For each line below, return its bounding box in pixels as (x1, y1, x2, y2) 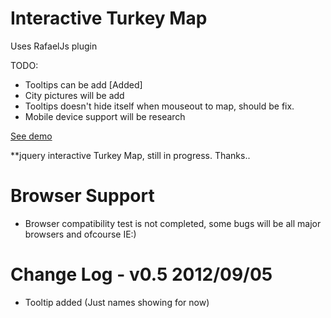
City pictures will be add (24, 89, 125, 101)
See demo (10, 130, 53, 142)
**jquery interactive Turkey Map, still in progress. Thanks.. (10, 149, 251, 161)
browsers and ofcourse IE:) (24, 228, 137, 240)
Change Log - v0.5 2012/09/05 (10, 263, 273, 286)
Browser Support (10, 185, 155, 207)
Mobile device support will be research (24, 110, 186, 122)
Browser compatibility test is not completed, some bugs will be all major (24, 217, 322, 229)
